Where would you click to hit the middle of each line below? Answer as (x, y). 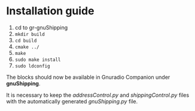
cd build (26, 41)
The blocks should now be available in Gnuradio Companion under (88, 77)
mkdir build (30, 34)
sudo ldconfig (32, 66)
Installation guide (50, 11)
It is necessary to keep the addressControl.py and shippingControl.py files (98, 95)
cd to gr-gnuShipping (41, 27)
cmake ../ (27, 47)
